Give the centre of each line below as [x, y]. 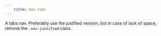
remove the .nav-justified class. [38, 28]
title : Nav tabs [30, 9]
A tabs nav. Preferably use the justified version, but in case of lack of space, [81, 23]
